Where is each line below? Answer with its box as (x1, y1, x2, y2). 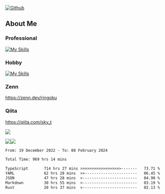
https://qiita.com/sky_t (5, 119, 52, 125)
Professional (5, 35, 37, 42)
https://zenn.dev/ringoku (5, 94, 57, 101)
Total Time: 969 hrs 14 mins (5, 157, 67, 162)
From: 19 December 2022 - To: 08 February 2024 (5, 148, 108, 153)
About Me (5, 19, 37, 28)
